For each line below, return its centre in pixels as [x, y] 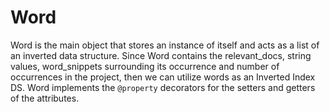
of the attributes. [45, 98]
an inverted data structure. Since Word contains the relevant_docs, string [161, 55]
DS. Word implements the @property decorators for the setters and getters [163, 87]
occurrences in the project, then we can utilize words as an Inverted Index [163, 77]
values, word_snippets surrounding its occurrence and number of [145, 66]
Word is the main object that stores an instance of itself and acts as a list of [165, 45]
